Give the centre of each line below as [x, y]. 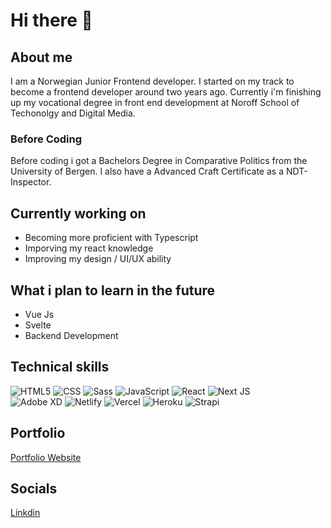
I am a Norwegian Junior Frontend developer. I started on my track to [152, 81]
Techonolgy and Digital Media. [73, 113]
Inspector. [31, 182]
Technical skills [60, 367]
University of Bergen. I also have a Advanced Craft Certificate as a [147, 171]
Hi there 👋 [51, 20]
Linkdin [25, 513]
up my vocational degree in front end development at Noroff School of [155, 102]
